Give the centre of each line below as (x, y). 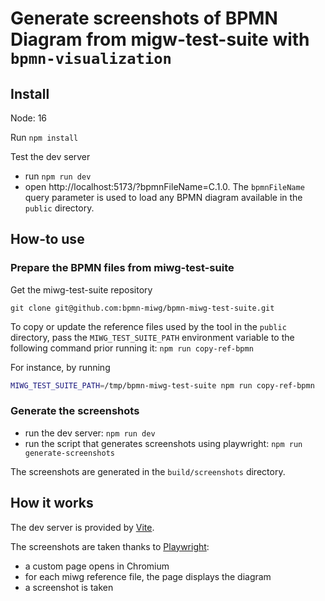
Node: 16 (29, 118)
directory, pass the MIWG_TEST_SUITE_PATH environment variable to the (152, 337)
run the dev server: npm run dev (90, 433)
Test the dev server (50, 156)
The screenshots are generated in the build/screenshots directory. (148, 471)
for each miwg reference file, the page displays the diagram (148, 576)
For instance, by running (60, 367)
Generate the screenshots (75, 411)
